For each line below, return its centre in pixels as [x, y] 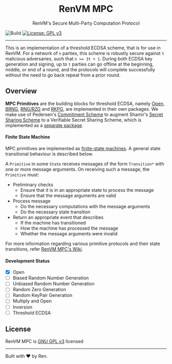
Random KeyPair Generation [42, 295]
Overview [21, 91]
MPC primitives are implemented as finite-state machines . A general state [83, 148]
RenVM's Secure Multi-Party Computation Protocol [86, 23]
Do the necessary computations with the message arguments [85, 206]
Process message [31, 201]
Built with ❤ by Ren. [27, 356]
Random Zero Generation [39, 290]
